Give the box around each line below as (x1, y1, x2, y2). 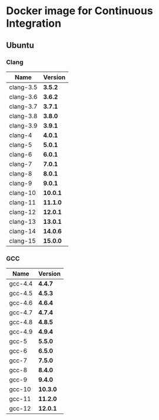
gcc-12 (9, 405, 31, 413)
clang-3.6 (9, 93, 38, 101)
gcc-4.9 (9, 328, 33, 336)
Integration (6, 17, 62, 30)
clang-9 (9, 179, 32, 187)
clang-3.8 (9, 112, 38, 120)
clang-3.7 (9, 102, 38, 110)
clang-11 (9, 198, 37, 206)
